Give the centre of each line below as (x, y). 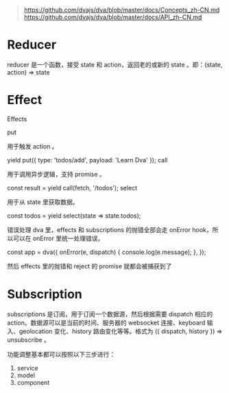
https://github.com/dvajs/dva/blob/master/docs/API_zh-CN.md (113, 17)
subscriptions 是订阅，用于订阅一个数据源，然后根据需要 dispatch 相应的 (110, 314)
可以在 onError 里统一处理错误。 (58, 238)
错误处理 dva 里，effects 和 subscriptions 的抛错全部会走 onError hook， (110, 229)
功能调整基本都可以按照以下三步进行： (61, 354)
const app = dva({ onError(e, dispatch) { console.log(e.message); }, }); (107, 252)
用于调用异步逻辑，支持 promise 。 (57, 174)
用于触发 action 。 (33, 146)
